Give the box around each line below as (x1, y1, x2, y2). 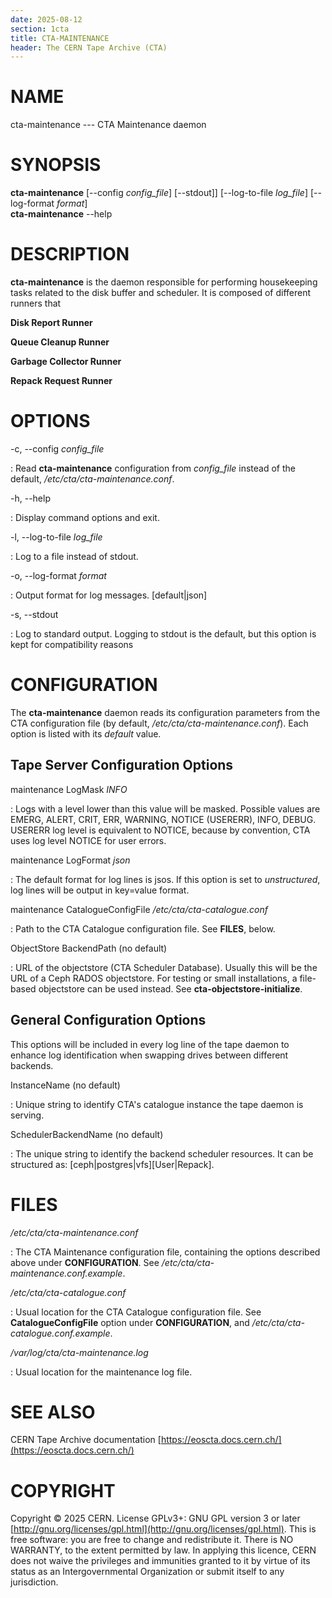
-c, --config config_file (10, 443, 105, 455)
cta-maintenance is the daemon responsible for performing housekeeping (10, 276, 318, 288)
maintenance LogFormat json (10, 854, 131, 866)
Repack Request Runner (10, 375, 113, 387)
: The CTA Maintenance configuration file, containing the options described (10, 1246, 321, 1258)
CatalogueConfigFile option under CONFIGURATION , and (10, 1316, 250, 1328)
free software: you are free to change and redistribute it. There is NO (10, 1534, 294, 1546)
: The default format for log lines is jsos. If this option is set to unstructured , (10, 873, 321, 885)
